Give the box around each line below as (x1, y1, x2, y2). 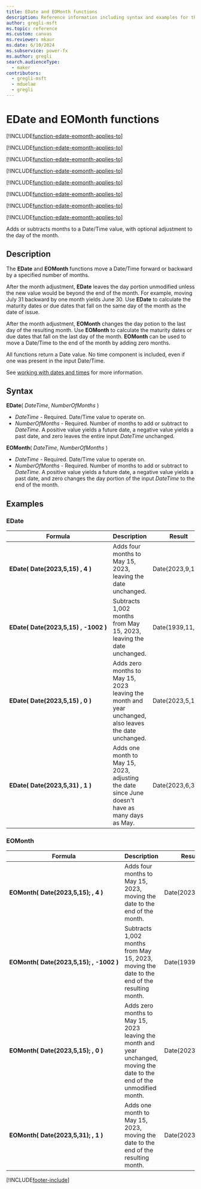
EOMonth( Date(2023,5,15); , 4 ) (9, 888, 103, 897)
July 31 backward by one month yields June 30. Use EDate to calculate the (6, 295, 191, 303)
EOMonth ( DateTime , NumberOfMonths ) (6, 444, 108, 451)
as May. (112, 819, 135, 827)
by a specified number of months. (6, 271, 90, 279)
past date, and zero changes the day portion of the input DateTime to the (14, 475, 195, 482)
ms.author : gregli (6, 53, 52, 59)
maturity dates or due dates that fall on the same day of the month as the (6, 302, 187, 309)
